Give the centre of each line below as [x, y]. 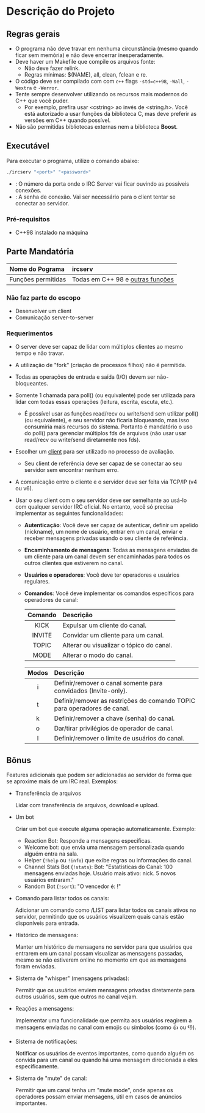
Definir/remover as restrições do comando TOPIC [125, 701]
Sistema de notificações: [46, 1042]
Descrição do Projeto [60, 11]
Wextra [23, 88]
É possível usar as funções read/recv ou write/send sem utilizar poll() [111, 414]
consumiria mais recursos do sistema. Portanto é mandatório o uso [109, 427]
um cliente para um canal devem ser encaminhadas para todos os [107, 556]
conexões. [28, 190]
